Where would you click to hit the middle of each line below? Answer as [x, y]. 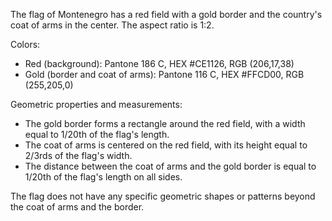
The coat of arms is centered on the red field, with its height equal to [166, 145]
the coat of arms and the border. [77, 207]
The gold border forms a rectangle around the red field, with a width [165, 123]
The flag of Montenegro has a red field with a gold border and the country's [166, 14]
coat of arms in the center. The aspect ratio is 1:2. [112, 25]
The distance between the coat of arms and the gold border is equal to [170, 166]
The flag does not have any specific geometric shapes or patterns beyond [163, 196]
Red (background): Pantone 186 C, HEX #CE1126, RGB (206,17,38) [159, 63]
